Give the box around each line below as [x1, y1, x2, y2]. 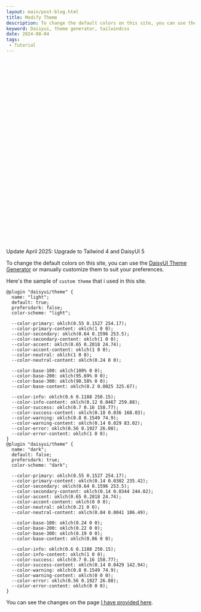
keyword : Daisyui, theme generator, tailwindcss [6, 25, 130, 32]
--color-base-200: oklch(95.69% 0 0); [11, 373, 109, 379]
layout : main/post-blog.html [6, 8, 79, 15]
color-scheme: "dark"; [11, 462, 68, 468]
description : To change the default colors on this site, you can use [6, 20, 186, 26]
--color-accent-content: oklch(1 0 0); [11, 346, 111, 353]
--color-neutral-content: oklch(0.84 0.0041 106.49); [11, 509, 148, 515]
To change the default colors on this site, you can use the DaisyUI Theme [6, 259, 187, 266]
